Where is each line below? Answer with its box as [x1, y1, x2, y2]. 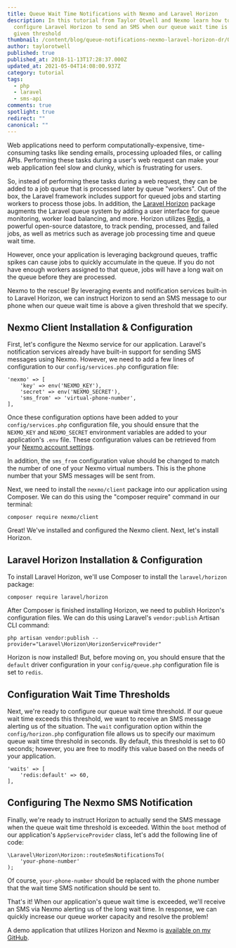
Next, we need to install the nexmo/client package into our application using [7, 485, 228, 494]
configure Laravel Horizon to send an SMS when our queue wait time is [13, 23, 228, 30]
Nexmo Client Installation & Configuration [7, 321, 193, 333]
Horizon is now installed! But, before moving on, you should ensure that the [7, 653, 225, 662]
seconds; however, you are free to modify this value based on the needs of [7, 744, 225, 752]
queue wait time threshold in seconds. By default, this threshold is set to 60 [7, 736, 226, 745]
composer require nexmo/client [7, 514, 99, 521]
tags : [7, 75, 23, 83]
